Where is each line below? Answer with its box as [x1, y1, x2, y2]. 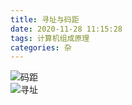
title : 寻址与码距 [10, 14, 80, 25]
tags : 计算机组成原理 [10, 33, 90, 43]
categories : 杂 [10, 42, 72, 53]
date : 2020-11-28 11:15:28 [10, 24, 123, 34]
